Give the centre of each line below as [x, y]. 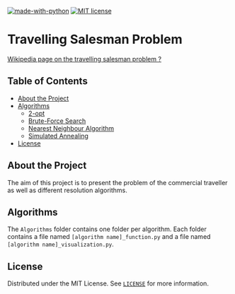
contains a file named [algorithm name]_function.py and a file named [109, 237]
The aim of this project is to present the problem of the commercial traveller [117, 182]
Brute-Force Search [57, 121]
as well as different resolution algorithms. [67, 190]
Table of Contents [48, 81]
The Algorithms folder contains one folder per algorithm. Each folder [107, 229]
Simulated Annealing [58, 136]
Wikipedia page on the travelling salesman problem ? [84, 59]
